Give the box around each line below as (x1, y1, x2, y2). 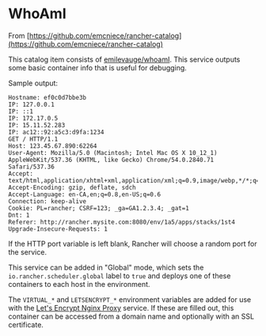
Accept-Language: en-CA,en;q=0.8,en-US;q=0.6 (8, 191, 161, 198)
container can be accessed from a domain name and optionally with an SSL (8, 311, 255, 321)
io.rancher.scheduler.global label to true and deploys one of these (8, 270, 231, 281)
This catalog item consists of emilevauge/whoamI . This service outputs (8, 55, 241, 64)
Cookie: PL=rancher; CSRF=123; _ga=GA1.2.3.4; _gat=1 (8, 204, 190, 212)
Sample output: (8, 78, 58, 88)
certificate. (8, 319, 44, 329)
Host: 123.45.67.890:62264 (8, 142, 97, 150)
